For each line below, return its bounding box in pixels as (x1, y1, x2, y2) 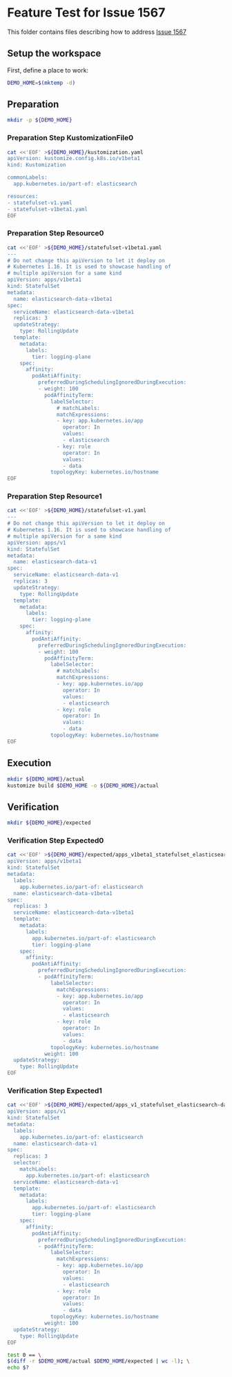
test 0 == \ (7, 1351, 41, 1358)
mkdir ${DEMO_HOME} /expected (7, 819, 91, 826)
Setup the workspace (7, 48, 101, 59)
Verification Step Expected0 (7, 836, 104, 845)
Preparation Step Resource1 (7, 491, 102, 501)
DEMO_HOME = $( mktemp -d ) (7, 79, 76, 86)
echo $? (7, 1365, 30, 1371)
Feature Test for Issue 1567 (7, 5, 166, 21)
